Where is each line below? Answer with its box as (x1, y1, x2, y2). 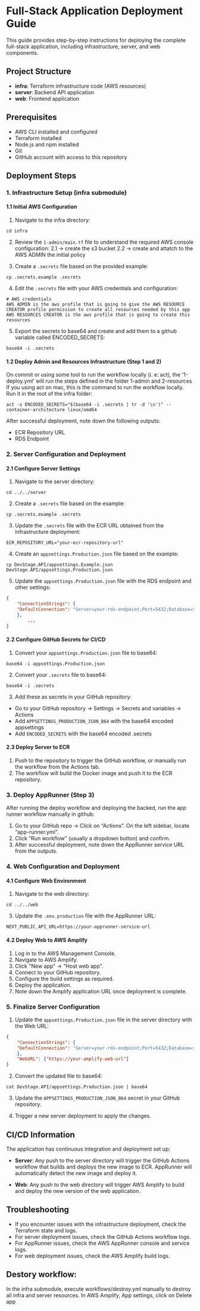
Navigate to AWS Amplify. (14, 956, 79, 963)
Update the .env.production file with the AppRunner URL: (14, 912, 157, 919)
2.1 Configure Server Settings (6, 465, 81, 472)
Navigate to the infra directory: (14, 216, 90, 224)
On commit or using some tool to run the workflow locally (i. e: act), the (6, 371, 180, 378)
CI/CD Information (6, 1129, 76, 1139)
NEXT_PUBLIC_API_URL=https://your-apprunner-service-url (6, 924, 151, 930)
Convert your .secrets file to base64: (14, 671, 107, 678)
